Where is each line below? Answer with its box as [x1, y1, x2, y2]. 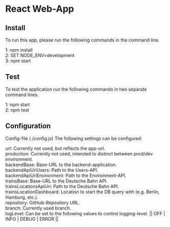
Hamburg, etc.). [5, 194, 38, 200]
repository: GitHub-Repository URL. [5, 199, 80, 206]
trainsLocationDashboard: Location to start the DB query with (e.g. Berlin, [5, 189, 160, 195]
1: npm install [5, 47, 33, 53]
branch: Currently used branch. [5, 205, 71, 211]
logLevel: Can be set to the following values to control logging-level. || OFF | [5, 210, 165, 216]
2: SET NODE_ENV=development [5, 52, 75, 58]
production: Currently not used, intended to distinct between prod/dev [5, 150, 153, 156]
